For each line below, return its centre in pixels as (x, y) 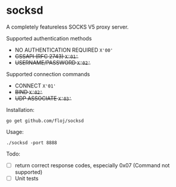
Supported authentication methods (49, 38)
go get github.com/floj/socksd (45, 121)
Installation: (20, 110)
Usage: (15, 132)
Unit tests (27, 178)
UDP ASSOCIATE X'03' (43, 98)
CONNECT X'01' (35, 85)
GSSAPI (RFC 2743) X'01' (47, 56)
